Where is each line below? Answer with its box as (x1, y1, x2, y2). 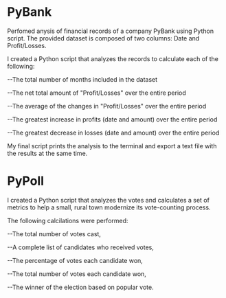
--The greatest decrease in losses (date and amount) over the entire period (7, 128, 220, 137)
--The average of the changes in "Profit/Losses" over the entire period (7, 102, 207, 110)
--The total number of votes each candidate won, (7, 269, 146, 278)
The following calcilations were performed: (7, 216, 128, 225)
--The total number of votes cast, (7, 229, 102, 238)
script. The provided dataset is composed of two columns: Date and (7, 34, 200, 42)
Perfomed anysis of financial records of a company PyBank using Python (7, 27, 214, 35)
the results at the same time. (7, 149, 88, 157)
